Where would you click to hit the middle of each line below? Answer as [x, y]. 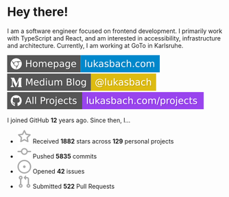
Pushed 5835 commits [65, 156]
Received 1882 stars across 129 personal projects [103, 141]
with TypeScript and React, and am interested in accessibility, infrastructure [114, 38]
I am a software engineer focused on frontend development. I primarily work [115, 31]
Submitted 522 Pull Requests [74, 186]
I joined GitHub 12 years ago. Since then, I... [69, 120]
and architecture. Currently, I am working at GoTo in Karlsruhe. [95, 45]
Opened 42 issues [59, 171]
